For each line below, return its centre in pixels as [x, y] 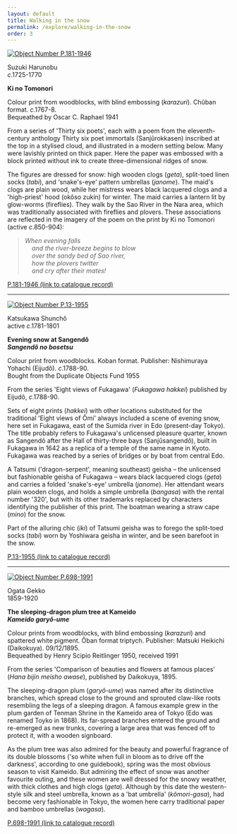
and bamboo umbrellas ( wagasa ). [56, 809]
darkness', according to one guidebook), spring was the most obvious [109, 764]
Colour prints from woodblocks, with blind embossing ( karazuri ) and [107, 633]
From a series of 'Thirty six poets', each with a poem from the [97, 131]
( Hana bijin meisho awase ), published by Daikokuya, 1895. [92, 677]
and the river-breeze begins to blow [84, 249]
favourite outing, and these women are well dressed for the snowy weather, [117, 779]
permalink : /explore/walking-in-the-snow [69, 27]
